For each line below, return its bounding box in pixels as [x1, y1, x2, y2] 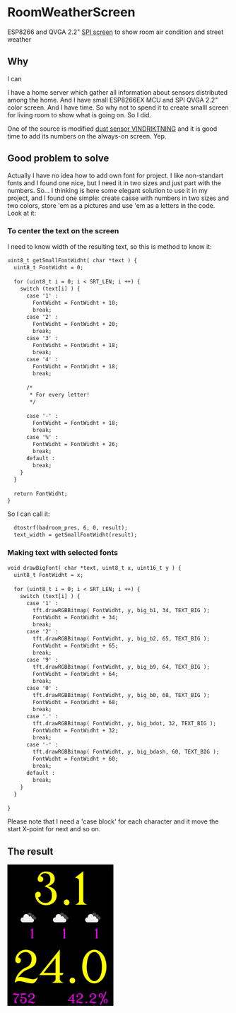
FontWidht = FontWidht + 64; [33, 671, 119, 678]
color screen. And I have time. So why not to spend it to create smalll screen [7, 103, 230, 112]
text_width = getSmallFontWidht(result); [13, 531, 138, 538]
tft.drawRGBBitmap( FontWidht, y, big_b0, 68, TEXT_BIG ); [33, 692, 211, 699]
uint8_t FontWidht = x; [13, 572, 83, 579]
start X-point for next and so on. [7, 825, 101, 833]
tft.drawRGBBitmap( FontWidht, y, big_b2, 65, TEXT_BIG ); [33, 636, 211, 643]
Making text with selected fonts [7, 547, 119, 557]
